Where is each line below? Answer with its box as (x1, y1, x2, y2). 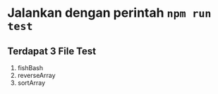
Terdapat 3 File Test (7, 45, 97, 57)
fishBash (17, 64, 44, 72)
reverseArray (17, 72, 56, 79)
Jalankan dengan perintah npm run (7, 5, 212, 21)
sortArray (17, 79, 46, 87)
